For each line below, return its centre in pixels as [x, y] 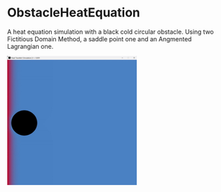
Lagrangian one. [30, 46]
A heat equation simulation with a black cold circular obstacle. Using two [110, 32]
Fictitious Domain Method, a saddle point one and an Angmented [99, 39]
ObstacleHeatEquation [74, 13]
